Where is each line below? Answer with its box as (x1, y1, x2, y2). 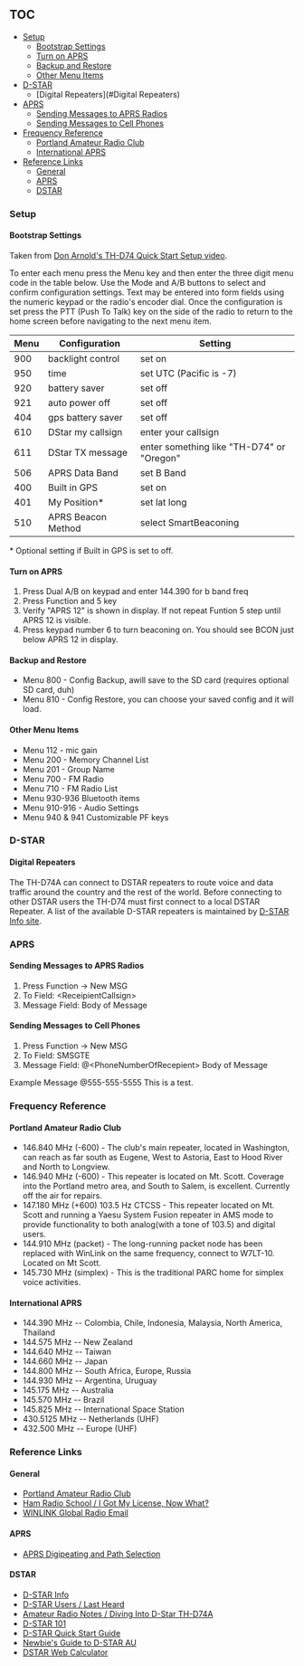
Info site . (9, 915, 43, 926)
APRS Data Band (48, 466, 119, 478)
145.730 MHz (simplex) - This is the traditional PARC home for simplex (22, 1267, 285, 1278)
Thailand (22, 1327, 56, 1338)
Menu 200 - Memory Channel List (22, 754, 149, 765)
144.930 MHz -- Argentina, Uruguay (22, 1375, 157, 1387)
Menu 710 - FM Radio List (22, 782, 119, 794)
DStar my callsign (48, 425, 123, 438)
